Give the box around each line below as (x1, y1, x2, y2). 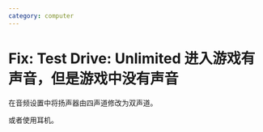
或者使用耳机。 (8, 115, 58, 125)
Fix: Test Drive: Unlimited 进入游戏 (8, 49, 241, 67)
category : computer (8, 11, 74, 20)
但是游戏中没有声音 (51, 70, 180, 87)
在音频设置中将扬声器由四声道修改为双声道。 (8, 98, 158, 108)
